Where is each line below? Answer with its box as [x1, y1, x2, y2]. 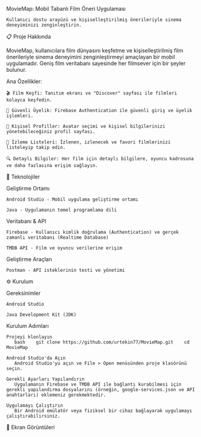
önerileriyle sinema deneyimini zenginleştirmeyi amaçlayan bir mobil [6, 54, 176, 60]
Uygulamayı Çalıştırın [6, 403, 63, 409]
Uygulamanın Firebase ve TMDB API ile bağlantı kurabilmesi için [14, 382, 182, 388]
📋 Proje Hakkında [6, 33, 51, 40]
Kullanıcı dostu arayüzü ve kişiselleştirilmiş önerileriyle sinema [6, 17, 182, 23]
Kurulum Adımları [6, 322, 49, 329]
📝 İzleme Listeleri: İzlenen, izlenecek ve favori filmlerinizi [6, 139, 171, 145]
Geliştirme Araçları [6, 256, 52, 263]
